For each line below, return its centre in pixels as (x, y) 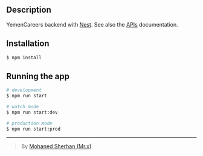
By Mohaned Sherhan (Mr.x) (56, 146)
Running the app (38, 76)
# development (24, 90)
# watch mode (23, 107)
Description (29, 10)
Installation (28, 44)
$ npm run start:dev (32, 112)
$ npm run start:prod (34, 129)
